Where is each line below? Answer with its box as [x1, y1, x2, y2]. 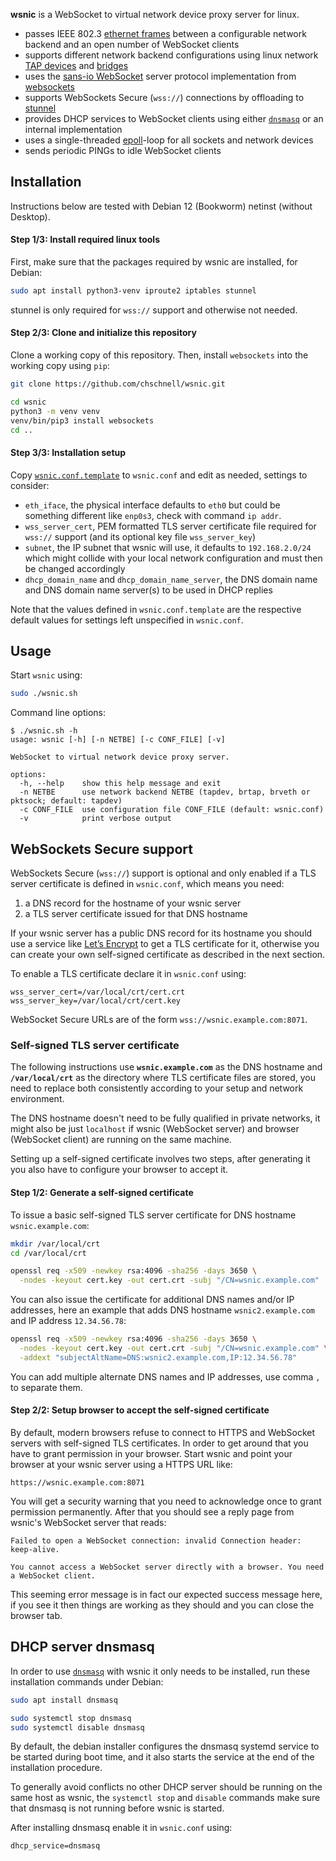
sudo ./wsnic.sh [10, 689, 78, 699]
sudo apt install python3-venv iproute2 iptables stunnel [10, 286, 257, 296]
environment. [10, 1093, 65, 1105]
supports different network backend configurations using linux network [24, 49, 319, 61]
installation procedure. [10, 1762, 103, 1774]
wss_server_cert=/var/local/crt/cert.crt [10, 987, 186, 998]
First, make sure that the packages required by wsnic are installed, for [10, 256, 298, 268]
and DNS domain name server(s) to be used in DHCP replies [24, 584, 273, 596]
